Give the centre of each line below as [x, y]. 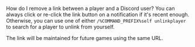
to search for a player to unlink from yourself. [61, 27]
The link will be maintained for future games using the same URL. [85, 38]
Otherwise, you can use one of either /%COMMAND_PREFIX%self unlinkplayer [96, 21]
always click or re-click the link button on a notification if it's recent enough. [98, 15]
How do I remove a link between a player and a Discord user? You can [90, 8]
